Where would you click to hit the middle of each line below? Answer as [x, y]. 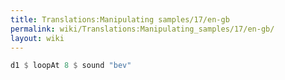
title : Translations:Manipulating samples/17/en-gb [120, 19]
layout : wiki [37, 38]
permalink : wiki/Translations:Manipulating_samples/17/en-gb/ [142, 29]
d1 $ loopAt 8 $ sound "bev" [71, 66]
